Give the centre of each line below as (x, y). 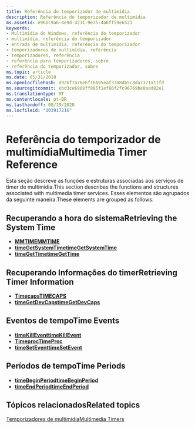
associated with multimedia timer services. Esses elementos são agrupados (98, 193)
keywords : (18, 28)
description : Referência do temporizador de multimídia (76, 17)
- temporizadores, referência (43, 55)
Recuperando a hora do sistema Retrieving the (92, 218)
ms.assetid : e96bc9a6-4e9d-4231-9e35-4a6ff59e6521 (69, 22)
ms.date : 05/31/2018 (31, 77)
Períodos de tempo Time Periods (66, 366)
